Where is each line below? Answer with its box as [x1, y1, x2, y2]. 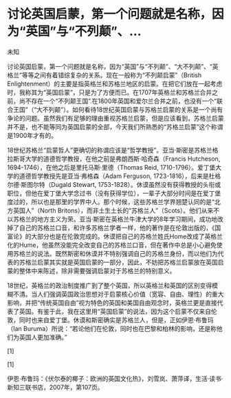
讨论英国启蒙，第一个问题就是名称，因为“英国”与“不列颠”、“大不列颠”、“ [7, 62, 213, 70]
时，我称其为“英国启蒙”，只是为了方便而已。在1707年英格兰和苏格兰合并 [7, 88, 212, 97]
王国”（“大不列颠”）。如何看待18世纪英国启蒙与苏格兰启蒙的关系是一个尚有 [12, 105, 223, 114]
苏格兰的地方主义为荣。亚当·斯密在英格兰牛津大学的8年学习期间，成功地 [12, 215, 218, 223]
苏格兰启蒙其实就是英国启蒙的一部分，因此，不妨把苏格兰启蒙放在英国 [19, 258, 218, 266]
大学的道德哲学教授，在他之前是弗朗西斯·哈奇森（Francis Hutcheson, [25, 155, 221, 163]
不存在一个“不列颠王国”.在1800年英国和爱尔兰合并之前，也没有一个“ [25, 97, 217, 105]
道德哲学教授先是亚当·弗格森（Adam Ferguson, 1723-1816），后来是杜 [19, 172, 215, 180]
